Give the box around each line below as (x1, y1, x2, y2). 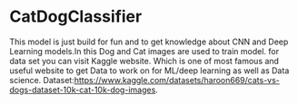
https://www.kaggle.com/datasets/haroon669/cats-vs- (74, 74, 280, 85)
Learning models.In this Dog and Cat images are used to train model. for (9, 45, 280, 56)
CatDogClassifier (9, 6, 143, 27)
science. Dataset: (9, 74, 74, 85)
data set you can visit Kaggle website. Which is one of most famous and (9, 55, 280, 66)
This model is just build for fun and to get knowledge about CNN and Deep (9, 36, 289, 47)
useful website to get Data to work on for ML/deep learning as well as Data (9, 65, 290, 76)
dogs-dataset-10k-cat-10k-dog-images (9, 84, 156, 95)
